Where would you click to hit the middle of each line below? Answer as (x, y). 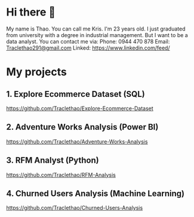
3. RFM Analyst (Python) (53, 161)
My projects (36, 72)
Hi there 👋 (31, 12)
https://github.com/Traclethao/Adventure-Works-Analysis (77, 141)
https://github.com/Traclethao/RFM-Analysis (61, 175)
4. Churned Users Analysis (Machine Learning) (96, 193)
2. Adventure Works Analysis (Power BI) (82, 127)
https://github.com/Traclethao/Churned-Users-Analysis (75, 208)
